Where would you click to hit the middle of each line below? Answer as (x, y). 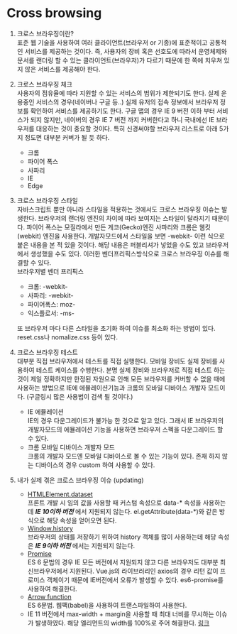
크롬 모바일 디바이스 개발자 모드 (71, 447)
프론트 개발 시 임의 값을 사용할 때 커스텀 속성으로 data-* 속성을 (114, 503)
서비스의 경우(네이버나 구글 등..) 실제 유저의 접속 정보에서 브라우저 (127, 102)
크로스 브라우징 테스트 (48, 352)
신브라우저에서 (48, 571)
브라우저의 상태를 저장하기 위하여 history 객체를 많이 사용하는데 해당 (122, 537)
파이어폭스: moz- (51, 304)
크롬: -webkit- (48, 286)
